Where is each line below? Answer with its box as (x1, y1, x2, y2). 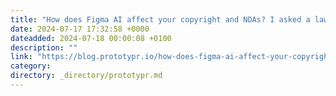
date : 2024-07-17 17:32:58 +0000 (10, 24, 150, 34)
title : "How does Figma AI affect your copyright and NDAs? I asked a (10, 14, 311, 25)
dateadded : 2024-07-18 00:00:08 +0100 (10, 33, 172, 43)
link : (10, 52, 33, 62)
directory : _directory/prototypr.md (10, 71, 163, 81)
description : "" (10, 42, 78, 53)
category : (10, 61, 52, 71)
